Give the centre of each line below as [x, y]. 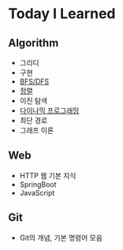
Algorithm [34, 43]
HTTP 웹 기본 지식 [48, 175]
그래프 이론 [37, 130]
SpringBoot [38, 184]
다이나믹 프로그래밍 [49, 110]
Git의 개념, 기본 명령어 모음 [61, 237]
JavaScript [37, 192]
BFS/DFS [34, 81]
